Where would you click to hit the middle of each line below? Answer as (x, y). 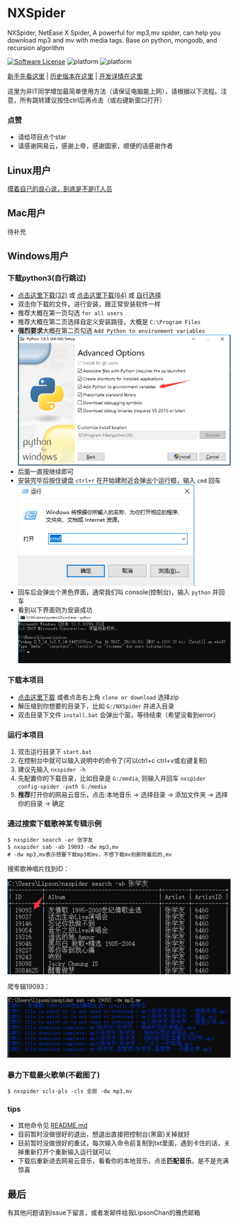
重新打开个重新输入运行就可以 (67, 1152)
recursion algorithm (36, 48)
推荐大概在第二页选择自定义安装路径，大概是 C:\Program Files (109, 321)
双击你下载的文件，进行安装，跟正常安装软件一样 (89, 304)
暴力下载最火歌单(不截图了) (54, 1074)
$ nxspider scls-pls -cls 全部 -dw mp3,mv (70, 1091)
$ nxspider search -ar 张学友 (50, 840)
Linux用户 (29, 171)
